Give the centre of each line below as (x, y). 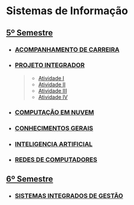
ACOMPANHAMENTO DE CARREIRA (67, 50)
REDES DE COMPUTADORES (56, 160)
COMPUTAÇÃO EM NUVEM (54, 112)
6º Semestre (30, 179)
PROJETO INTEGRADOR (50, 65)
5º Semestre (30, 33)
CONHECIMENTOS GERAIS (54, 128)
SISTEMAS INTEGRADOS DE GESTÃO (69, 196)
